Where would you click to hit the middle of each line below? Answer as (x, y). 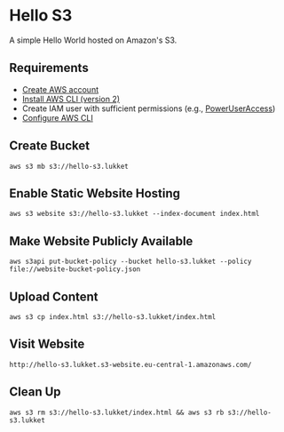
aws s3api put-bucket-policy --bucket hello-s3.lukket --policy (130, 262)
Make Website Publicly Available (101, 241)
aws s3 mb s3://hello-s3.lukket (69, 166)
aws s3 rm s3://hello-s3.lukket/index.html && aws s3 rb (117, 412)
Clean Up (35, 392)
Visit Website (47, 344)
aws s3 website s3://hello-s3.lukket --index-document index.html (134, 214)
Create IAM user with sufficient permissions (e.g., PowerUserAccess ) (149, 108)
